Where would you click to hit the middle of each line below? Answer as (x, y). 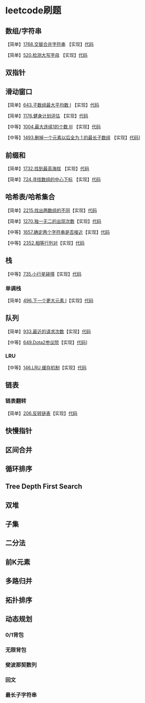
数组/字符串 (23, 31)
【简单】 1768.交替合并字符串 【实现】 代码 (50, 44)
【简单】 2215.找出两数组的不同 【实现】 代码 (51, 210)
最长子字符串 (21, 695)
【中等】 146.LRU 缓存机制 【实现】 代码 (46, 368)
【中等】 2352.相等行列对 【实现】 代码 (45, 243)
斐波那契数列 (21, 665)
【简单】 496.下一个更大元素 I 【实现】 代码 (49, 300)
